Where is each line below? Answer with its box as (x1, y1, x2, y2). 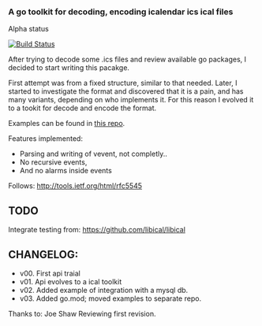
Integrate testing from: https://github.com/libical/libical (8, 225, 185, 235)
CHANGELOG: (8, 247, 79, 261)
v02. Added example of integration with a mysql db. (19, 285, 189, 295)
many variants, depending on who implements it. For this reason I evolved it (8, 95, 254, 105)
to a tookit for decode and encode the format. (8, 103, 157, 113)
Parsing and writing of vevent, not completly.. (19, 149, 168, 159)
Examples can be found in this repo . (8, 119, 125, 128)
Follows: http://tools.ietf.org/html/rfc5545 (8, 181, 143, 191)
